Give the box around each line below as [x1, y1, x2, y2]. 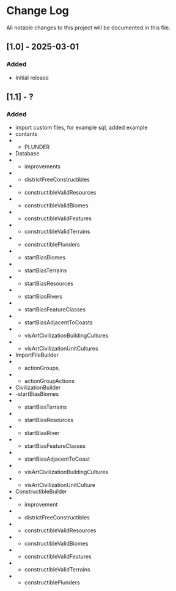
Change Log [6, 4, 69, 18]
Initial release [15, 74, 49, 81]
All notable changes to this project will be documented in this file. [6, 24, 171, 31]
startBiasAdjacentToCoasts [24, 319, 93, 326]
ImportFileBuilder [15, 351, 59, 359]
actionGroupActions [24, 377, 75, 385]
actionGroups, [24, 365, 61, 372]
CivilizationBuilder [15, 384, 61, 392]
